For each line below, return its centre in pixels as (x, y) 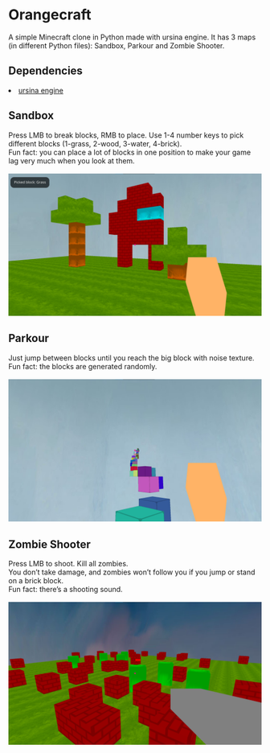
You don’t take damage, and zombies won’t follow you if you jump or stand (132, 572)
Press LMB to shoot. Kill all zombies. (68, 564)
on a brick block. (36, 581)
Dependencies (45, 71)
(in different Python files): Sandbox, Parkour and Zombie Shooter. (117, 45)
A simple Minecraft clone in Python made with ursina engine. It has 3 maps (132, 37)
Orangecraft (50, 15)
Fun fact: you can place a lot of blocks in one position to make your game (130, 152)
